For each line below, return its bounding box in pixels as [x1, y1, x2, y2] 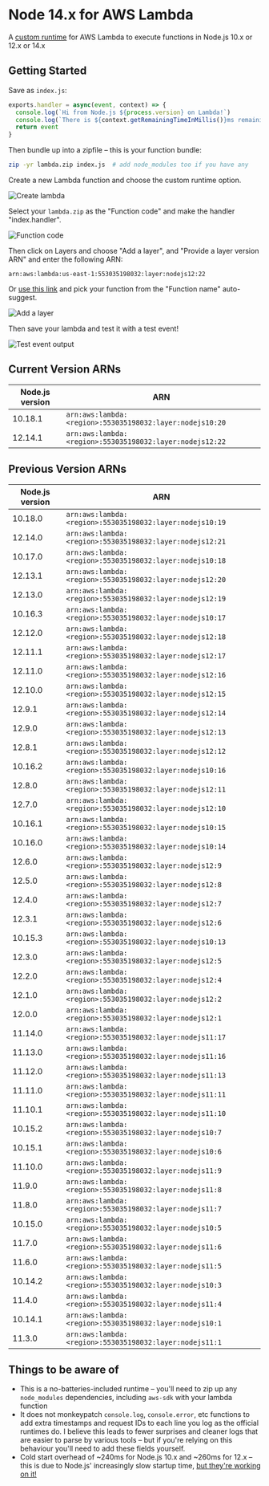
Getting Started [8, 64, 87, 78]
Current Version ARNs [8, 363, 122, 377]
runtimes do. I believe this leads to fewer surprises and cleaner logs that [19, 1427, 259, 1436]
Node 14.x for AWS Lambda [8, 6, 194, 24]
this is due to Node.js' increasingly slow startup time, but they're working [19, 1461, 261, 1471]
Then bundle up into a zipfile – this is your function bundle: [8, 145, 202, 155]
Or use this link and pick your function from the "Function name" [8, 284, 222, 294]
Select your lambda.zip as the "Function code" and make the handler [8, 206, 235, 216]
